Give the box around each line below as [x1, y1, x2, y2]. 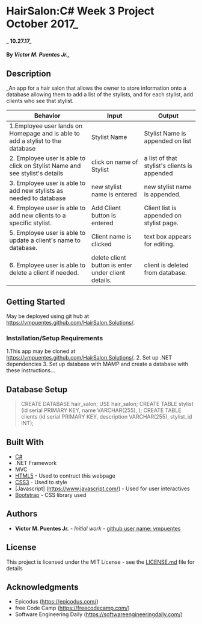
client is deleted [144, 261, 189, 269]
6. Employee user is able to [9, 261, 86, 269]
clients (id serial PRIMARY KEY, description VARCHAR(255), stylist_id [20, 413, 192, 420]
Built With [6, 437, 44, 447]
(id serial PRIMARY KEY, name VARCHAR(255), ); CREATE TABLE [20, 407, 182, 414]
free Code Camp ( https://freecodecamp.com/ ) [14, 604, 130, 612]
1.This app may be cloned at [6, 348, 76, 355]
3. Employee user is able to [9, 179, 86, 187]
